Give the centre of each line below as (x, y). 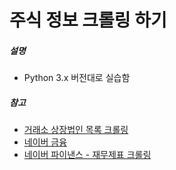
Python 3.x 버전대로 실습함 (77, 78)
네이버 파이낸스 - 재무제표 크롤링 (87, 155)
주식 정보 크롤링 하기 (88, 20)
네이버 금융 (45, 142)
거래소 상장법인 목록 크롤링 (76, 130)
